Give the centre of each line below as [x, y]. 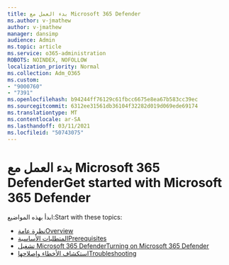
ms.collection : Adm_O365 [44, 73]
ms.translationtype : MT [43, 113]
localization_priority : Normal [54, 67]
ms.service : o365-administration [57, 54]
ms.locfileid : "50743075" [45, 132]
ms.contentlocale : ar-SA [44, 119]
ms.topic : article [34, 47]
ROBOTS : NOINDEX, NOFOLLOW [47, 60]
